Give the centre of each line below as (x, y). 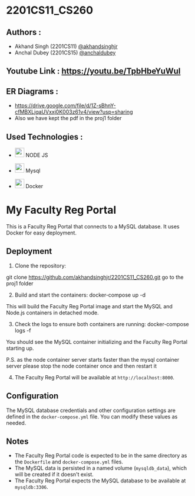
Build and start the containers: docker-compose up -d (80, 295)
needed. (16, 423)
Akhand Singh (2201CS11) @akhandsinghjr (66, 46)
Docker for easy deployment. (41, 233)
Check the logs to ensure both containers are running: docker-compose (102, 324)
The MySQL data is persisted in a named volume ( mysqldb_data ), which (101, 468)
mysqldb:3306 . (31, 487)
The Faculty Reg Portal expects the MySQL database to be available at (100, 481)
